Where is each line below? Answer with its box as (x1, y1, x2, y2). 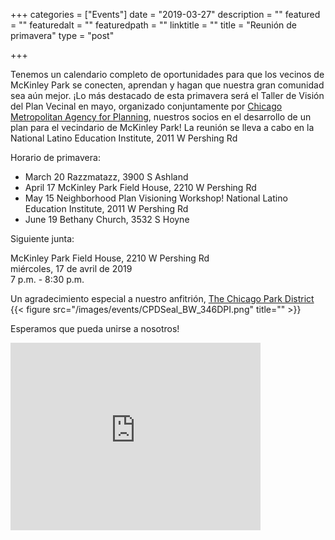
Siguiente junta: (10, 233, 75, 244)
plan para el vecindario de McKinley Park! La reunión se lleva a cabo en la (10, 122, 315, 133)
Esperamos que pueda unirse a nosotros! (10, 323, 180, 334)
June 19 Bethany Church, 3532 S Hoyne (24, 214, 190, 225)
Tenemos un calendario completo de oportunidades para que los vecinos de (10, 69, 325, 80)
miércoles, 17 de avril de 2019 (10, 263, 133, 274)
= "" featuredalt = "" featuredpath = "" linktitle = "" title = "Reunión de (10, 19, 297, 31)
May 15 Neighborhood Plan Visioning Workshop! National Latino (24, 192, 288, 204)
